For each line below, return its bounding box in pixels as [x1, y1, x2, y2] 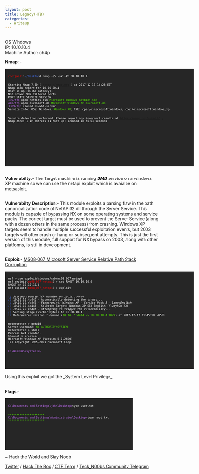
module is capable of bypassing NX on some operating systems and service [5, 211, 158, 217]
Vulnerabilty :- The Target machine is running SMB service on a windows [5, 176, 152, 181]
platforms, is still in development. [5, 242, 72, 248]
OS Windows [5, 39, 31, 45]
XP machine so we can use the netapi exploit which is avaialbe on [5, 181, 137, 187]
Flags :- [5, 389, 20, 395]
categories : [5, 16, 29, 21]
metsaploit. [5, 186, 28, 192]
